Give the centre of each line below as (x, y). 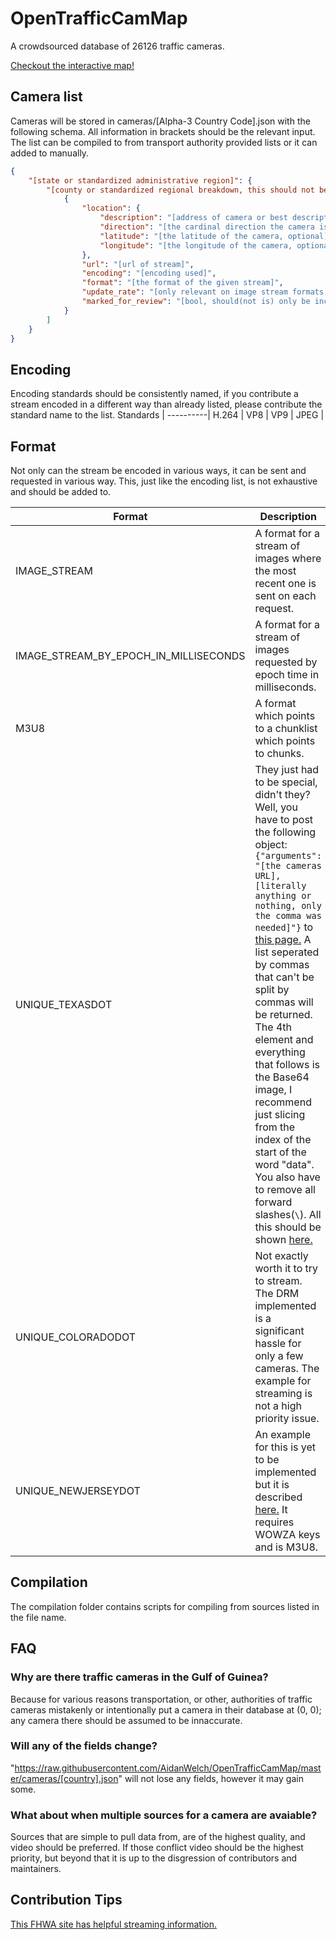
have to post (284, 819)
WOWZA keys (287, 1534)
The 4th (273, 1027)
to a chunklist (286, 728)
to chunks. (279, 753)
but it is (272, 1484)
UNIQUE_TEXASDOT (64, 1004)
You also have (287, 1177)
